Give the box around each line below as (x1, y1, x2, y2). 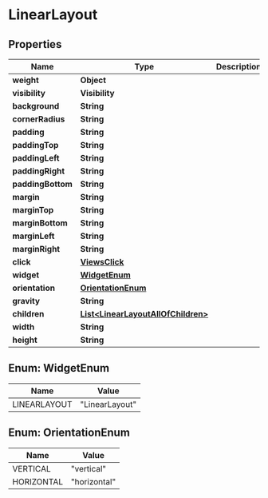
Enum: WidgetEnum (8, 361, 110, 375)
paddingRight (12, 165, 65, 177)
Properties (8, 38, 62, 51)
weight (12, 74, 40, 86)
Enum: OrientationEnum (8, 426, 130, 440)
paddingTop (12, 140, 59, 150)
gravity (12, 296, 41, 306)
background (12, 101, 60, 111)
